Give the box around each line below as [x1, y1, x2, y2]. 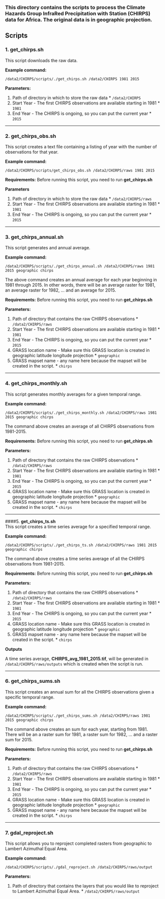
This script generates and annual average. [5, 245, 91, 251]
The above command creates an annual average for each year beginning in [5, 277, 157, 283]
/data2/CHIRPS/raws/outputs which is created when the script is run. [5, 661, 143, 666]
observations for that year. [5, 149, 59, 155]
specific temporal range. [5, 694, 55, 700]
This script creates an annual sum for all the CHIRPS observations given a [5, 689, 154, 695]
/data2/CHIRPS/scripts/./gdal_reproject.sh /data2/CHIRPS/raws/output [5, 865, 153, 870]
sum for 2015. [5, 736, 33, 742]
